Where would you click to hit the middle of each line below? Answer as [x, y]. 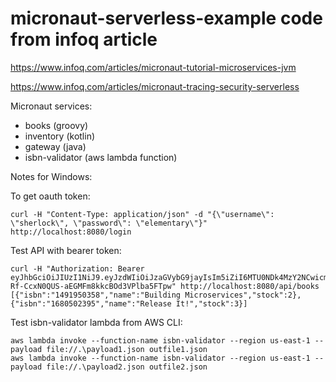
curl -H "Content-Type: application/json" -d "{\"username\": [142, 214]
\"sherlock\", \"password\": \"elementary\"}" [109, 223]
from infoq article [84, 39]
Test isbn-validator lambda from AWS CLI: [96, 322]
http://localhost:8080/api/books [250, 286]
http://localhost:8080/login [71, 232]
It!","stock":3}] [211, 303]
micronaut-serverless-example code [166, 18]
